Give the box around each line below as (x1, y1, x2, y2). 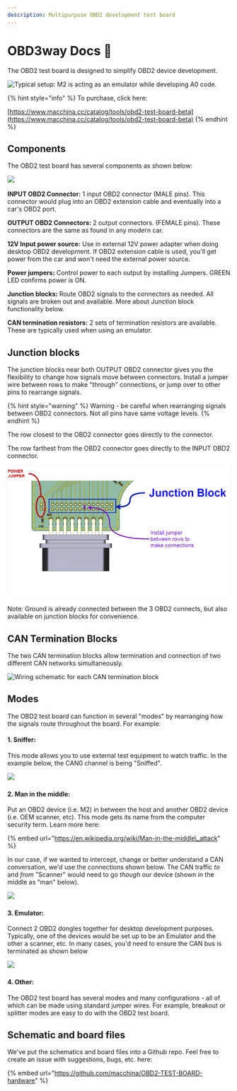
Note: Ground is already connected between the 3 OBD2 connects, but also (7, 605, 228, 613)
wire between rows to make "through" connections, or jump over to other (7, 381, 221, 389)
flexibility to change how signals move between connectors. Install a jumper (7, 373, 229, 381)
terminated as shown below (7, 947, 88, 955)
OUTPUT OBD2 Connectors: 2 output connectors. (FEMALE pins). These (7, 219, 221, 227)
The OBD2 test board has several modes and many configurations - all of (7, 993, 221, 1002)
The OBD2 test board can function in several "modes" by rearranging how (7, 712, 224, 720)
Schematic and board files (7, 1029, 126, 1041)
